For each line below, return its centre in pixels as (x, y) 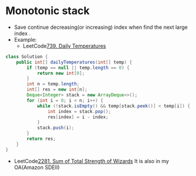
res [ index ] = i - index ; (78, 117)
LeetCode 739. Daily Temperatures (64, 46)
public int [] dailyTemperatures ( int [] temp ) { (74, 62)
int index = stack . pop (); (79, 111)
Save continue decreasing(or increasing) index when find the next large (101, 27)
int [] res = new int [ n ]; (57, 89)
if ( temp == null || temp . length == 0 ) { (78, 68)
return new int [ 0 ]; (61, 73)
